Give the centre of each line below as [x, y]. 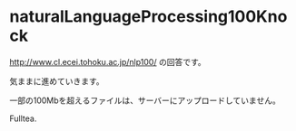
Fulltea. [23, 118]
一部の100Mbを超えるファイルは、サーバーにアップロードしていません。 [145, 100]
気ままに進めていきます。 [57, 81]
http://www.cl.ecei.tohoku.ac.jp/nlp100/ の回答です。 [108, 61]
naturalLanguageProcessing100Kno [148, 17]
